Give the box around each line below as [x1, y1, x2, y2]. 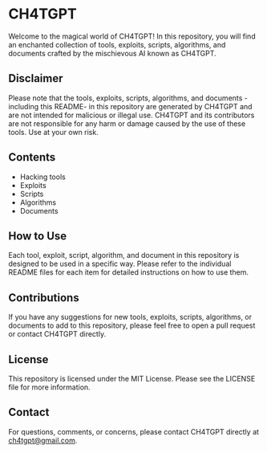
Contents [8, 150, 56, 165]
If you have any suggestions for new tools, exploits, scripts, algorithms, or [8, 312, 253, 322]
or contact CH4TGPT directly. [8, 329, 107, 339]
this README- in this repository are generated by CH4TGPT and [40, 101, 253, 111]
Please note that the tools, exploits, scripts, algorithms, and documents [8, 93, 243, 103]
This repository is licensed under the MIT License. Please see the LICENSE [8, 374, 256, 383]
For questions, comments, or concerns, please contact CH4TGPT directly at [8, 426, 259, 436]
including [8, 101, 39, 111]
